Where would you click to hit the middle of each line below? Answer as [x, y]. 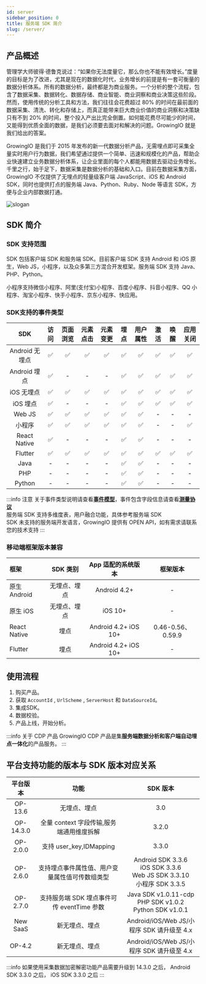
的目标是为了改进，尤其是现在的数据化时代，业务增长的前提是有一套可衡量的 [103, 79]
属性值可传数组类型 [81, 877]
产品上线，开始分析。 [42, 723]
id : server [20, 12]
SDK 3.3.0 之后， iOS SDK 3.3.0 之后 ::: [55, 975]
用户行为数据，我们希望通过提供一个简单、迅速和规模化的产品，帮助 [108, 154]
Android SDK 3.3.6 [161, 859]
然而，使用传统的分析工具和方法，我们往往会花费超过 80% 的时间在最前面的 [103, 103]
